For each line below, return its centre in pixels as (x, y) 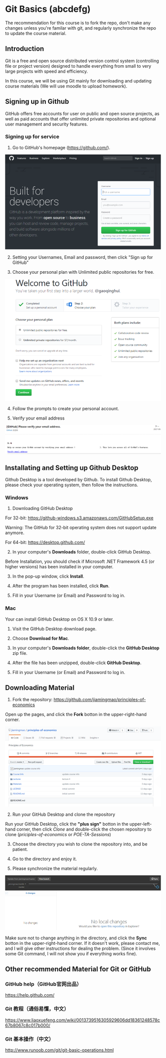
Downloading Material (40, 688)
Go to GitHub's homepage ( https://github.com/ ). (61, 147)
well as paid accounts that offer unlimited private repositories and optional (81, 119)
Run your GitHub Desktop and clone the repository (63, 814)
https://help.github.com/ (30, 995)
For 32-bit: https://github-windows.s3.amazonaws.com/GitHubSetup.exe (79, 518)
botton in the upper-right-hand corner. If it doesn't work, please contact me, (83, 943)
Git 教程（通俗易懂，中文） (37, 1009)
